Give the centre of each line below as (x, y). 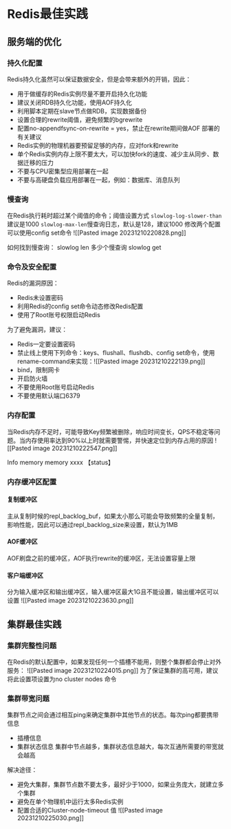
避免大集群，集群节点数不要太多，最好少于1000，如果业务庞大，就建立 (117, 784)
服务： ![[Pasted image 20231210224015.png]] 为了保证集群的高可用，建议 (113, 670)
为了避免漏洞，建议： (37, 330)
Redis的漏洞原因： (33, 283)
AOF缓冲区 (22, 541)
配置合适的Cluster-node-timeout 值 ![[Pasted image (90, 810)
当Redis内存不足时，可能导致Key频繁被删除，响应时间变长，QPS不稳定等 (111, 431)
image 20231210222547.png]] (75, 448)
